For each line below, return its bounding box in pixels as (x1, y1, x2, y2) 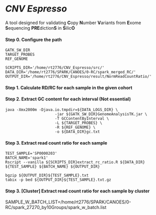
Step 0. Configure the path (5, 36, 62, 43)
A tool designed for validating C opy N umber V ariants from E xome (5, 20, 141, 26)
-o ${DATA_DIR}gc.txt (54, 129, 100, 134)
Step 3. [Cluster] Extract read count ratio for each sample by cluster (5, 188, 150, 194)
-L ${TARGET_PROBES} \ (54, 120, 102, 126)
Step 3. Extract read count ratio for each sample (5, 140, 107, 146)
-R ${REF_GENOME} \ (54, 125, 96, 130)
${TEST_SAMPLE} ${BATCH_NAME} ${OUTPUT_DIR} (5, 164, 100, 169)
